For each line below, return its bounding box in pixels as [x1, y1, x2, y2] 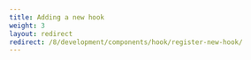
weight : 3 [9, 21, 46, 30]
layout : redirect [9, 29, 73, 38]
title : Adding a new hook [9, 12, 104, 22]
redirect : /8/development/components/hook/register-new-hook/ [9, 37, 243, 47]
